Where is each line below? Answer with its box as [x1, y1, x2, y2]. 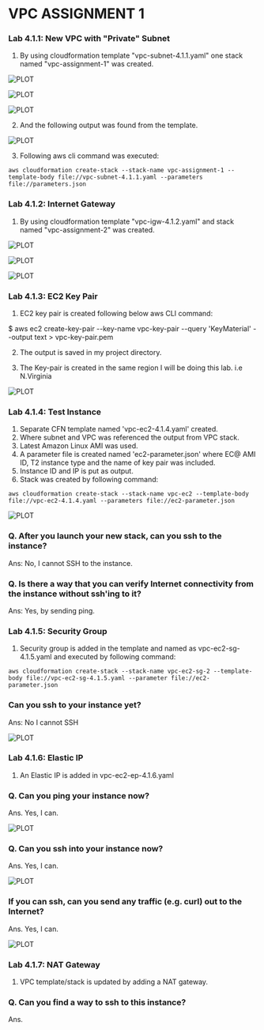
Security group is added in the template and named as [19, 643, 197, 653]
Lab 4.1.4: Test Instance [8, 406, 101, 417]
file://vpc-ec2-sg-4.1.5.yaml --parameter [25, 674, 168, 682]
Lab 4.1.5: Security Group [8, 625, 107, 636]
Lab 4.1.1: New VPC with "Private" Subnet [8, 33, 171, 44]
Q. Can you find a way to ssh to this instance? [8, 997, 187, 1008]
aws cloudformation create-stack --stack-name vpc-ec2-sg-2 [8, 667, 211, 676]
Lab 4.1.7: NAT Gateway [8, 959, 100, 970]
